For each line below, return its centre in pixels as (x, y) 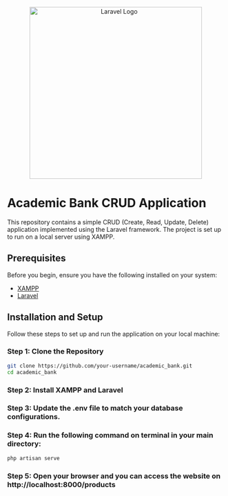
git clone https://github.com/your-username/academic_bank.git (100, 366)
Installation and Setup (55, 317)
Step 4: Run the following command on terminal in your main (110, 435)
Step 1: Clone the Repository (55, 352)
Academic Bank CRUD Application (107, 203)
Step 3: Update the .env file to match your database (95, 408)
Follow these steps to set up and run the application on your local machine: (114, 334)
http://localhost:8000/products (61, 484)
